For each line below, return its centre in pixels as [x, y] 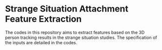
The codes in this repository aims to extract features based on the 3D [75, 32]
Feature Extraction [43, 19]
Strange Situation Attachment [67, 9]
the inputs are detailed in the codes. [41, 42]
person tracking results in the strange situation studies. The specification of [81, 37]
